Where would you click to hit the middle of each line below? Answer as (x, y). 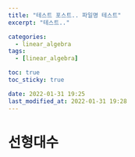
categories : (27, 37)
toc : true (24, 73)
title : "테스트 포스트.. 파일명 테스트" (65, 15)
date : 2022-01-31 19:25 (47, 94)
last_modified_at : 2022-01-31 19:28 (67, 101)
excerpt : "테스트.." (39, 23)
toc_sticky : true (36, 80)
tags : (17, 52)
